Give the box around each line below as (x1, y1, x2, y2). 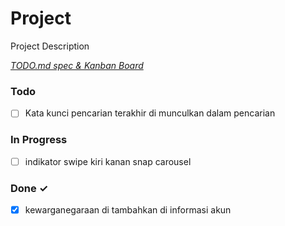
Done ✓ (10, 181, 49, 195)
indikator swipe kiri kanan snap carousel (24, 155, 192, 167)
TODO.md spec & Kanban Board (10, 59, 144, 71)
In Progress (10, 133, 68, 147)
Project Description (10, 40, 90, 52)
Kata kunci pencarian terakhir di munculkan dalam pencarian (24, 107, 276, 119)
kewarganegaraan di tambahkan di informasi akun (24, 203, 232, 216)
